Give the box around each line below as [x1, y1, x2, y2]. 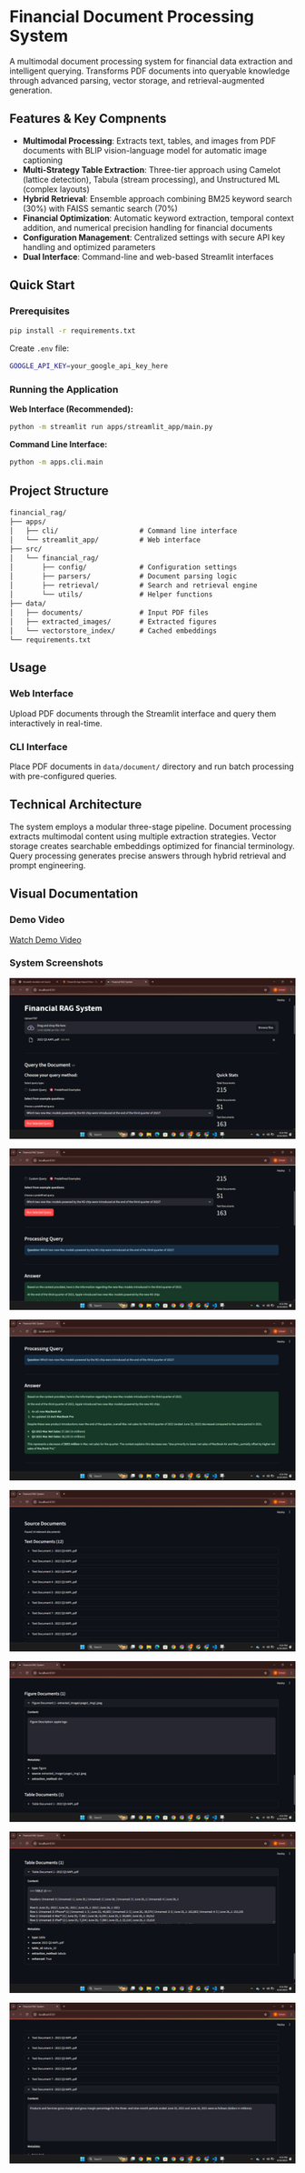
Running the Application [9, 384, 119, 396]
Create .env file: [9, 343, 70, 354]
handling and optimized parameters [22, 241, 156, 252]
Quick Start [9, 277, 75, 293]
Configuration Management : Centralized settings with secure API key [22, 232, 286, 243]
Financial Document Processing [9, 6, 254, 27]
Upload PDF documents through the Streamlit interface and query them [9, 707, 277, 719]
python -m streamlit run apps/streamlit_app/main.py [9, 423, 213, 432]
